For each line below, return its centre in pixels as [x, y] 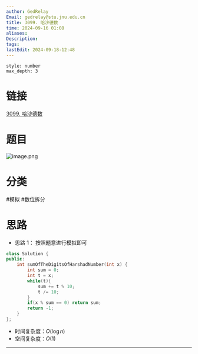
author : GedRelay [27, 11]
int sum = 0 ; [43, 270]
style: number [24, 66]
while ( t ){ [39, 281]
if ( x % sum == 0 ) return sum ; [64, 303]
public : [16, 259]
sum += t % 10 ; [56, 286]
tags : [13, 45]
